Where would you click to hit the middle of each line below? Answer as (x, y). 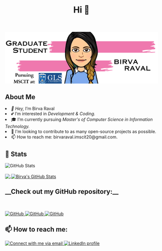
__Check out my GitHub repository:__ (62, 192)
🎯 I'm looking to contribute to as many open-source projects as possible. (84, 132)
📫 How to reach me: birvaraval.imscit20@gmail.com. (65, 137)
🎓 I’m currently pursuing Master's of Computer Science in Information (82, 119)
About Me (20, 97)
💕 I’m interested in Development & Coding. (53, 114)
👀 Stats (16, 154)
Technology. (17, 126)
